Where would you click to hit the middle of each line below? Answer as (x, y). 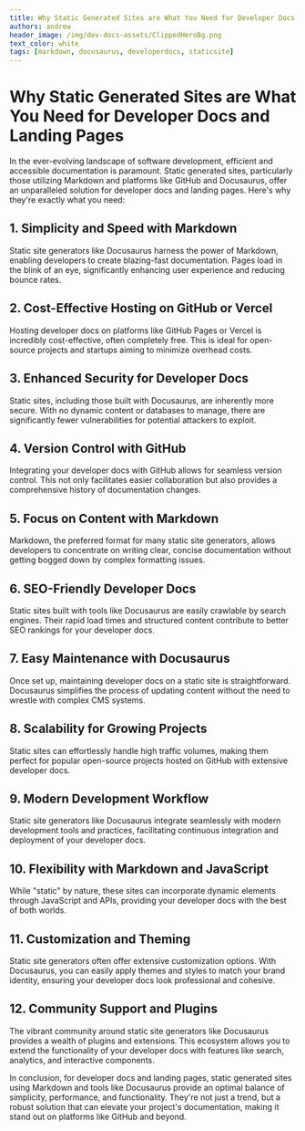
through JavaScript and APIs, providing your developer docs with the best (148, 901)
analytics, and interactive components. (82, 1060)
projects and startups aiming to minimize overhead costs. (145, 350)
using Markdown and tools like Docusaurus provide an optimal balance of (147, 1087)
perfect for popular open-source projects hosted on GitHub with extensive (149, 760)
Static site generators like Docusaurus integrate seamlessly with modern (145, 821)
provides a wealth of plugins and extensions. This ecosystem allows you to (150, 1041)
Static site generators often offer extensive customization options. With (143, 961)
